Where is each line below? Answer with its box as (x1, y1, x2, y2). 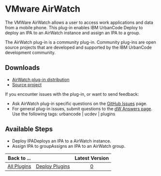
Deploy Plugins (36, 163, 70, 170)
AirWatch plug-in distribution (12, 76, 70, 82)
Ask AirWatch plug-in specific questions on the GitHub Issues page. (12, 101, 147, 106)
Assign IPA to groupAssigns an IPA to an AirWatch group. (12, 143, 126, 149)
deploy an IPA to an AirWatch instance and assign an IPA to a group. (5, 30, 141, 35)
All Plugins (7, 163, 31, 170)
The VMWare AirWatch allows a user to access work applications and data (5, 19, 153, 25)
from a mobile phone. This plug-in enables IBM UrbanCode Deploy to (5, 24, 143, 30)
